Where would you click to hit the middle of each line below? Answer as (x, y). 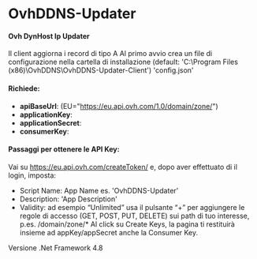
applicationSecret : (50, 122)
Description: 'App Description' (69, 199)
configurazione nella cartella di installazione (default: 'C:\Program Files (123, 62)
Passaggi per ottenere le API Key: (64, 149)
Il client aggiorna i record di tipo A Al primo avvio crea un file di (110, 54)
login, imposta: (32, 175)
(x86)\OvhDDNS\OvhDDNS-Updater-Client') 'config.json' (101, 70)
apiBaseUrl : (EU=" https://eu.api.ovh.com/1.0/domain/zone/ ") (119, 106)
